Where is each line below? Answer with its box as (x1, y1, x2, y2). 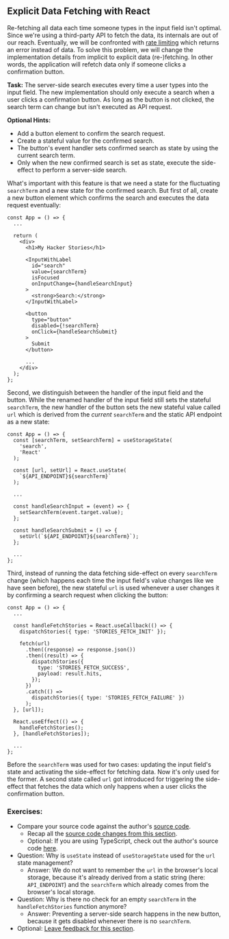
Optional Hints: (7, 116, 51, 124)
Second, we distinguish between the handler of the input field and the (7, 388, 204, 397)
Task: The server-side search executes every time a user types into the (7, 80, 208, 89)
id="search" (31, 262, 66, 269)
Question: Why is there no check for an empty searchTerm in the (16, 895, 197, 903)
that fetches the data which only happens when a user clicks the (25, 782, 207, 790)
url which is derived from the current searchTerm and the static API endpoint (7, 410, 222, 418)
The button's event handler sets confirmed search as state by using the (16, 143, 219, 152)
